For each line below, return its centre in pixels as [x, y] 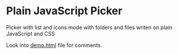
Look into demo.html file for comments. [54, 45]
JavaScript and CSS [31, 33]
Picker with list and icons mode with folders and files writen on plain [89, 27]
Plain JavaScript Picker [64, 11]
